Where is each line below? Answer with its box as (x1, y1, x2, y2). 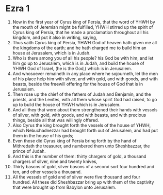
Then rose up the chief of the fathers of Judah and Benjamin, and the (12, 91, 151, 97)
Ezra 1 (5, 3, 30, 14)
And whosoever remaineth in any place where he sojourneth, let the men (12, 71, 158, 76)
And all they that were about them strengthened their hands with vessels (12, 106, 158, 112)
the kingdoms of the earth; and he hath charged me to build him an (12, 45, 147, 51)
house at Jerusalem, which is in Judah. (12, 50, 91, 56)
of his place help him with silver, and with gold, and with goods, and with (12, 76, 158, 82)
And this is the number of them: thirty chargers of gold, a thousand (12, 153, 147, 159)
